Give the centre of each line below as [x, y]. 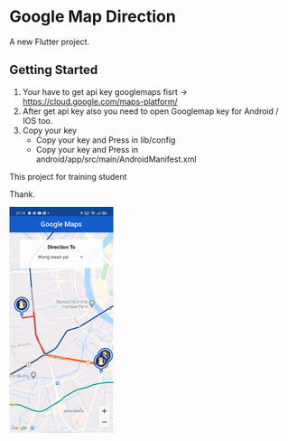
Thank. [23, 194]
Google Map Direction [93, 17]
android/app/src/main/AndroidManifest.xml [116, 159]
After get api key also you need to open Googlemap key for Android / [150, 111]
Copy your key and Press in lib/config [106, 140]
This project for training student [68, 176]
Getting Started [54, 70]
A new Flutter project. [50, 42]
